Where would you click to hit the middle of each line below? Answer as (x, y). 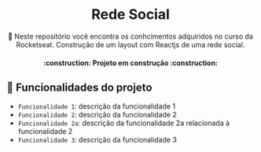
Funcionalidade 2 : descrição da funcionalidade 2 (97, 115)
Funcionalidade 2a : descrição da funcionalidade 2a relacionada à (124, 123)
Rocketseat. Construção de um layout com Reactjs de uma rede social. (130, 44)
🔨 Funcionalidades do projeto (79, 87)
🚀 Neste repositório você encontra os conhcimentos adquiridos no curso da (130, 36)
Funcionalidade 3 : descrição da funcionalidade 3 (97, 140)
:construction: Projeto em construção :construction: (130, 63)
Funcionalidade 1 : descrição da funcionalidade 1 (97, 106)
